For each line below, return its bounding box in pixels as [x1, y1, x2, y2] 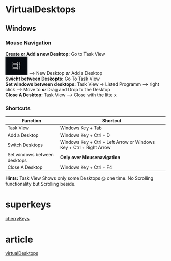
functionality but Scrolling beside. [5, 181, 76, 187]
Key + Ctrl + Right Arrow [60, 144, 111, 151]
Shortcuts [5, 105, 31, 112]
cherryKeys [5, 216, 30, 222]
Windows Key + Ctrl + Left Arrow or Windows [60, 139, 155, 145]
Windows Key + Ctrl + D [60, 132, 110, 138]
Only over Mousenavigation [60, 154, 121, 161]
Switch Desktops [7, 142, 43, 148]
